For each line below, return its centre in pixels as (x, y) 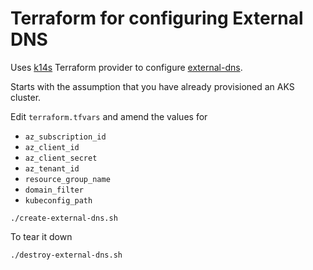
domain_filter (54, 190)
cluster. (26, 97)
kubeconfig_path (58, 200)
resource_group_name (67, 179)
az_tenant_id (52, 168)
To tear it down (41, 236)
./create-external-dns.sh (64, 218)
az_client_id (52, 147)
